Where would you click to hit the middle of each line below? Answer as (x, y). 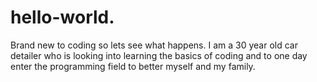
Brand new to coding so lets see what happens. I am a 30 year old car (154, 45)
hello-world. (62, 17)
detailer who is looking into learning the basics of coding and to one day (159, 55)
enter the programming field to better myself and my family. (133, 66)
